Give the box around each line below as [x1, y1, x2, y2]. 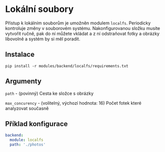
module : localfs [9, 138, 43, 143]
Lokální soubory [5, 3, 74, 15]
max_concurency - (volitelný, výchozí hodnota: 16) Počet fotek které [5, 100, 141, 106]
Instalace [5, 50, 35, 59]
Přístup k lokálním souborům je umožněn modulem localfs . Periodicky [5, 20, 151, 26]
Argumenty [5, 77, 41, 86]
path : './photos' [9, 142, 46, 148]
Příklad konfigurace [5, 120, 68, 128]
